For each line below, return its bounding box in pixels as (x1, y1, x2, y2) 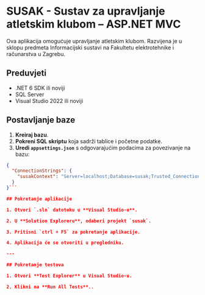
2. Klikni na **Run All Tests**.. (6, 283, 95, 290)
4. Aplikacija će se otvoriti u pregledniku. (6, 240, 124, 246)
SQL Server (15, 90, 45, 98)
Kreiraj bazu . (15, 131, 49, 138)
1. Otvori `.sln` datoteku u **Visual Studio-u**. (6, 207, 138, 213)
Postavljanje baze (6, 115, 75, 126)
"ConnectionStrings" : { (12, 168, 72, 174)
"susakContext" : (17, 174, 59, 180)
